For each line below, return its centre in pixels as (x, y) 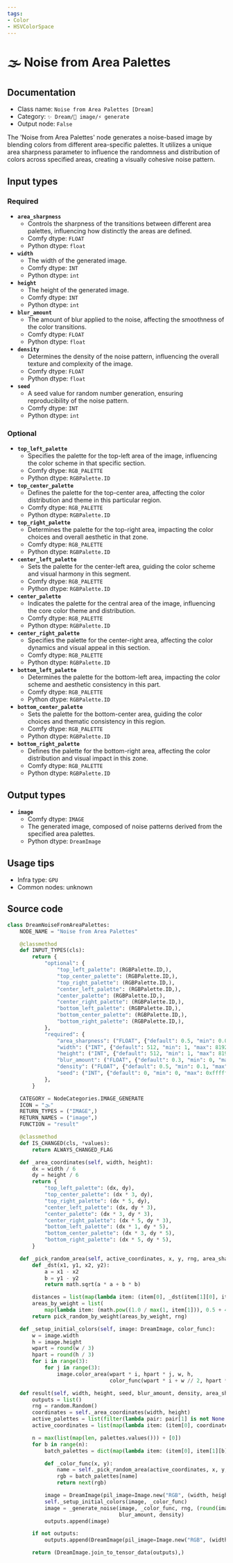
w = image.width (55, 1335)
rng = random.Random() (65, 1406)
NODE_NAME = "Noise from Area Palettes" (79, 931)
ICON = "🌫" (37, 1105)
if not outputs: (55, 1534)
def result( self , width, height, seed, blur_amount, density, (111, 1393)
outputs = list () (57, 1400)
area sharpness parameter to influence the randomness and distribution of (114, 152)
